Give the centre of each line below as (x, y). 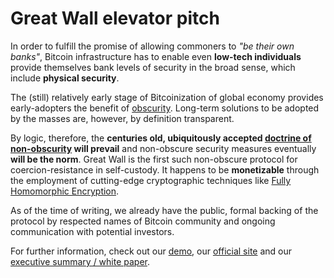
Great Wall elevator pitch (115, 18)
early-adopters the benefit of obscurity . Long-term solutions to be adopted (165, 108)
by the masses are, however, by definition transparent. (122, 118)
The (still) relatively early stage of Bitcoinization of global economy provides (167, 97)
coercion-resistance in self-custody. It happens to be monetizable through (165, 169)
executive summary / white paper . (80, 261)
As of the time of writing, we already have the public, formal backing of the (164, 210)
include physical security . (65, 78)
